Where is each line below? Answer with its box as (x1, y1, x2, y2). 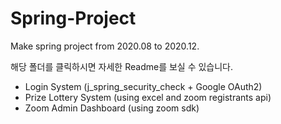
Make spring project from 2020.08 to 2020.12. (10, 40, 200, 52)
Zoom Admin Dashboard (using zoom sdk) (24, 102, 200, 114)
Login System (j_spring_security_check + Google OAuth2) (24, 80, 263, 92)
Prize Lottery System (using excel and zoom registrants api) (24, 91, 272, 103)
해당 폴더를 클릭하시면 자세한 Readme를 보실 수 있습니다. (10, 60, 234, 72)
